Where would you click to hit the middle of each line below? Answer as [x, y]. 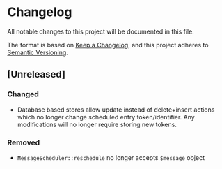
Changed [23, 94]
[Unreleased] [37, 74]
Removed [24, 142]
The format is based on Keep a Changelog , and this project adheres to [108, 45]
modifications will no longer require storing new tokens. [97, 124]
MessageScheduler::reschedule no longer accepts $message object [111, 157]
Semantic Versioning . [38, 52]
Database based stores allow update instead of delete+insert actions [116, 110]
